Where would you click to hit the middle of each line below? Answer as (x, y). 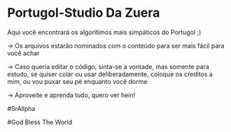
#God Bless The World (40, 122)
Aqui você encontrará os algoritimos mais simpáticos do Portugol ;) (104, 32)
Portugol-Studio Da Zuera (84, 13)
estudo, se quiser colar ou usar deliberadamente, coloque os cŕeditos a (110, 74)
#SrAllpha (21, 108)
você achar (23, 53)
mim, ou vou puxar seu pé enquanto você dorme (77, 81)
